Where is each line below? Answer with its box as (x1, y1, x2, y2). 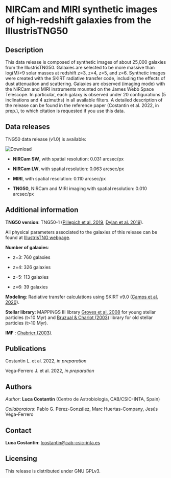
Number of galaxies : (5, 244, 50, 250)
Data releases (5, 122, 50, 131)
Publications (5, 344, 46, 353)
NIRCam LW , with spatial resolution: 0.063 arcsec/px (12, 166, 124, 172)
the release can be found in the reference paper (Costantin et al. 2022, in (5, 102, 159, 108)
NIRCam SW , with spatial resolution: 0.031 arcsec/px (12, 155, 124, 162)
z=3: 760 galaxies (12, 254, 51, 260)
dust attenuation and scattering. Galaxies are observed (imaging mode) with (5, 81, 165, 87)
